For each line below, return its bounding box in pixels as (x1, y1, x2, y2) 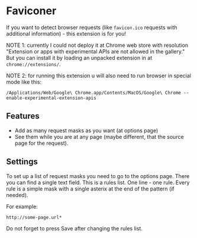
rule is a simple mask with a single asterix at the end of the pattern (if (6, 185, 175, 192)
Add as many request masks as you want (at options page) (14, 126, 159, 134)
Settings (6, 157, 38, 167)
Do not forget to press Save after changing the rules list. (6, 224, 143, 232)
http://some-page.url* (6, 214, 62, 220)
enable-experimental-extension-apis (6, 95, 96, 101)
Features (6, 111, 40, 121)
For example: (6, 203, 38, 210)
